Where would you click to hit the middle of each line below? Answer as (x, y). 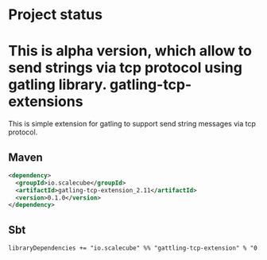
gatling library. (58, 85)
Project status (56, 15)
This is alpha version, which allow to (130, 51)
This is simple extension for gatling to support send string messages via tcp (132, 124)
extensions (46, 102)
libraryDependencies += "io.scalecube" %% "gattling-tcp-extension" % (128, 248)
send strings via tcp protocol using (125, 68)
